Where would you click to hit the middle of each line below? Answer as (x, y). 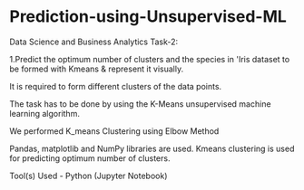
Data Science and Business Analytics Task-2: (94, 42)
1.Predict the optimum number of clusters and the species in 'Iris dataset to (150, 59)
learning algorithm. (44, 113)
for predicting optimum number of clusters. (90, 158)
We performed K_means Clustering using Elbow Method (114, 131)
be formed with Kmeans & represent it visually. (97, 69)
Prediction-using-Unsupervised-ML (148, 17)
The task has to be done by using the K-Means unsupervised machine (140, 104)
